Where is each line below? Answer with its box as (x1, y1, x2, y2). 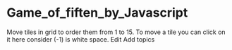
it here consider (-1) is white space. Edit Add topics (6, 35, 155, 43)
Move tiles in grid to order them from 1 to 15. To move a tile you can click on (6, 28, 226, 36)
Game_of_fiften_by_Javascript (6, 5, 188, 21)
